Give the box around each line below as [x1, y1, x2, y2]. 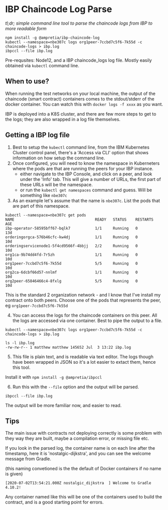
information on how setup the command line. [12, 155, 105, 161]
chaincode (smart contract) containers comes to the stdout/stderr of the [5, 95, 154, 101]
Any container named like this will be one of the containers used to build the [5, 494, 162, 500]
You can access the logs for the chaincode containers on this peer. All [12, 312, 157, 318]
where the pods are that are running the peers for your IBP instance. [12, 165, 154, 171]
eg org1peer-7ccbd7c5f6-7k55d [5, 302, 68, 309]
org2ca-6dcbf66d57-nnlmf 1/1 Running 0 [5, 270, 138, 275]
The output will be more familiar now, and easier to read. [5, 402, 122, 408]
